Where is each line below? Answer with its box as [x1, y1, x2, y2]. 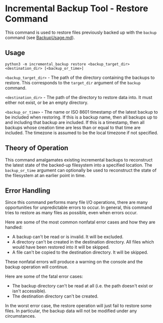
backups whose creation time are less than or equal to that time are [5, 124, 141, 130]
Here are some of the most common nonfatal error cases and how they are [5, 219, 156, 225]
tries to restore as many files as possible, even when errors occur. [5, 210, 138, 216]
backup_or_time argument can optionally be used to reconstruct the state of [5, 167, 157, 173]
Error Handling [5, 186, 50, 195]
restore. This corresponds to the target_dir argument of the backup [5, 80, 141, 85]
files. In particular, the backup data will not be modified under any [5, 308, 137, 314]
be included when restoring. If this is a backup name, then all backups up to [5, 114, 158, 120]
